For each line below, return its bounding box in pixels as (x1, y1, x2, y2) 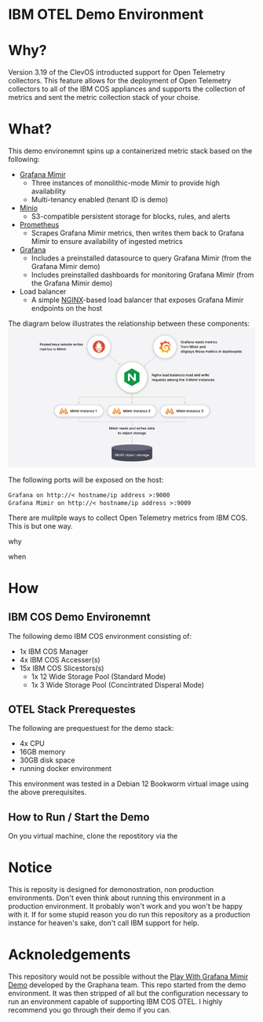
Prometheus (19, 220, 60, 230)
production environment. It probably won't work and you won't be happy (8, 902, 243, 911)
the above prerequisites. (8, 788, 87, 797)
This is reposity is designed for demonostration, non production (8, 885, 214, 895)
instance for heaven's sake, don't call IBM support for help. (8, 918, 200, 928)
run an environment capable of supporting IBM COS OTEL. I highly (8, 997, 223, 1006)
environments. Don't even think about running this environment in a (8, 893, 226, 902)
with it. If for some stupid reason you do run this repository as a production (8, 910, 250, 920)
